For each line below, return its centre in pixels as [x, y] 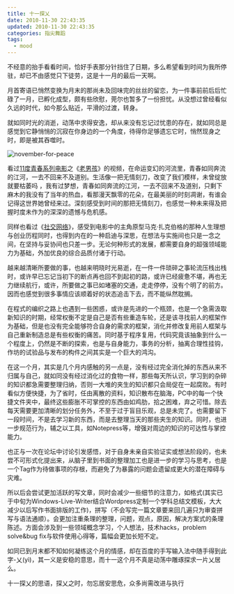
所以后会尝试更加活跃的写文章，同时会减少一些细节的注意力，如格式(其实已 [115, 493]
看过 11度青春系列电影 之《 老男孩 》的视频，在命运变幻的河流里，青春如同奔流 [117, 168]
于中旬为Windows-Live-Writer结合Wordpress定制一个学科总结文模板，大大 [114, 501]
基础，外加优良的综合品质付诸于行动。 [74, 253]
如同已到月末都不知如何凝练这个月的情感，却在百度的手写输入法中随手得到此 [117, 551]
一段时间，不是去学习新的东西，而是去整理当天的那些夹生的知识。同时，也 [114, 419]
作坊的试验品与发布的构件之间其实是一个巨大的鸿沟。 [84, 352]
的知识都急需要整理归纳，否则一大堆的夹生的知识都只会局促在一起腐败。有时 [117, 384]
